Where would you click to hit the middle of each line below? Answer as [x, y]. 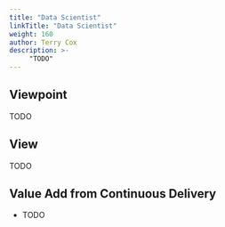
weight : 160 [31, 34]
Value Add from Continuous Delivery [112, 194]
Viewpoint [39, 95]
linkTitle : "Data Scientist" [63, 26]
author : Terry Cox [43, 42]
